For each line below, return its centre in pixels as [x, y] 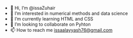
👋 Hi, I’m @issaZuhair [33, 8]
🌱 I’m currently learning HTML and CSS [52, 19]
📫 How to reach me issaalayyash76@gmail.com [61, 30]
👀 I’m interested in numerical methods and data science [69, 13]
